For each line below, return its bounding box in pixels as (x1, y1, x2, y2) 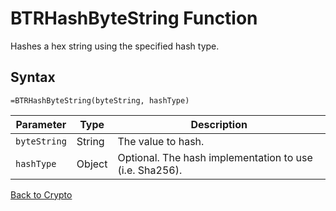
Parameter (15, 117, 67, 131)
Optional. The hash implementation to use (117, 150, 313, 164)
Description (190, 117, 248, 131)
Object (76, 157, 108, 171)
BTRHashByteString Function (10, 7, 258, 30)
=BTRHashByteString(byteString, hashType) (10, 95, 190, 106)
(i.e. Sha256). (117, 163, 183, 177)
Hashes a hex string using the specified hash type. (10, 40, 220, 52)
